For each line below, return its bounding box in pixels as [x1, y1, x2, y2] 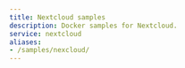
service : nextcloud [9, 29, 82, 38]
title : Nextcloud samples [9, 12, 105, 22]
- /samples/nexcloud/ [9, 46, 90, 55]
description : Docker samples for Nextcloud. [9, 21, 178, 30]
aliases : [9, 37, 42, 47]
